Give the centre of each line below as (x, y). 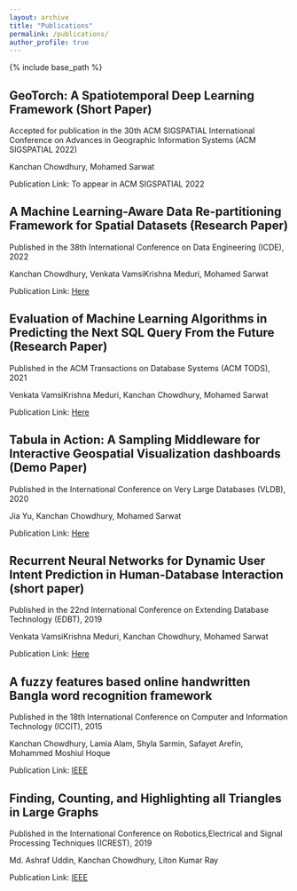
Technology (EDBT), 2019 (56, 619)
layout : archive (39, 17)
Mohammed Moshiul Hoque (60, 753)
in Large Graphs (54, 812)
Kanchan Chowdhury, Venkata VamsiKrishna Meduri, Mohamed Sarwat (139, 274)
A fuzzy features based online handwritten (130, 682)
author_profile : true (49, 42)
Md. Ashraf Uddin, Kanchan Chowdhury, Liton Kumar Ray (114, 860)
